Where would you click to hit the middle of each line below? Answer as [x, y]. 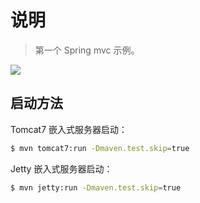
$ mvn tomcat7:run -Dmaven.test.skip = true [100, 148]
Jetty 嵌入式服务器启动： [61, 168]
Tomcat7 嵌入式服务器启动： [69, 129]
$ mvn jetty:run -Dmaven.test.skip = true [96, 187]
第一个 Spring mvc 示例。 [87, 50]
